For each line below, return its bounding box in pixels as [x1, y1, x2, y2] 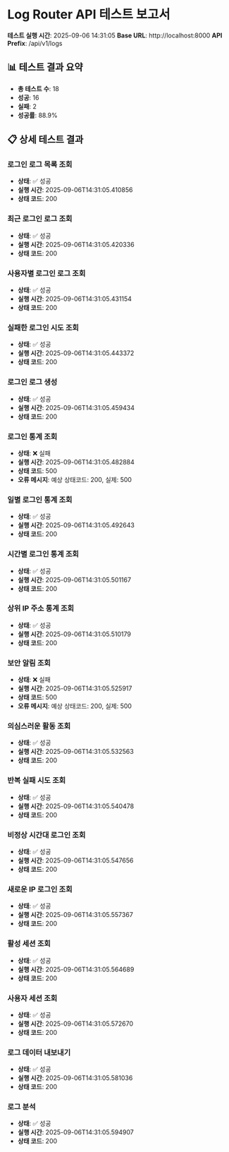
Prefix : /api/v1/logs [7, 39, 63, 47]
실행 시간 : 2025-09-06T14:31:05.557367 [17, 911, 134, 919]
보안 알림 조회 [7, 658, 51, 668]
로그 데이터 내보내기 [7, 1048, 71, 1057]
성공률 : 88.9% [17, 111, 58, 119]
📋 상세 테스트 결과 [7, 133, 84, 145]
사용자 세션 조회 [7, 993, 58, 1003]
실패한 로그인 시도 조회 [7, 323, 80, 332]
